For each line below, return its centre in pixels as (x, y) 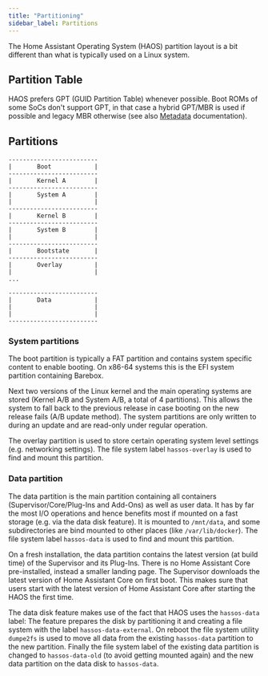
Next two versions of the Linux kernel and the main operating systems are (130, 391)
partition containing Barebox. (56, 376)
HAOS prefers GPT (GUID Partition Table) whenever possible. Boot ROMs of (133, 99)
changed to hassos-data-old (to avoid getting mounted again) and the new (131, 655)
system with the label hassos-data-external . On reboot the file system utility (134, 629)
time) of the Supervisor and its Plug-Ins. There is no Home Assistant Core (129, 563)
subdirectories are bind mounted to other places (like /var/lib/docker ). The (133, 530)
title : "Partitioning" (46, 16)
